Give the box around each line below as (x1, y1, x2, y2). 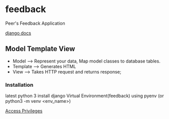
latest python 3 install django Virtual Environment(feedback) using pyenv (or (5, 93, 164, 99)
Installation (5, 81, 34, 88)
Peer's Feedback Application (5, 20, 65, 26)
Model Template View (5, 44, 75, 53)
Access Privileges (5, 108, 43, 114)
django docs (5, 30, 31, 36)
